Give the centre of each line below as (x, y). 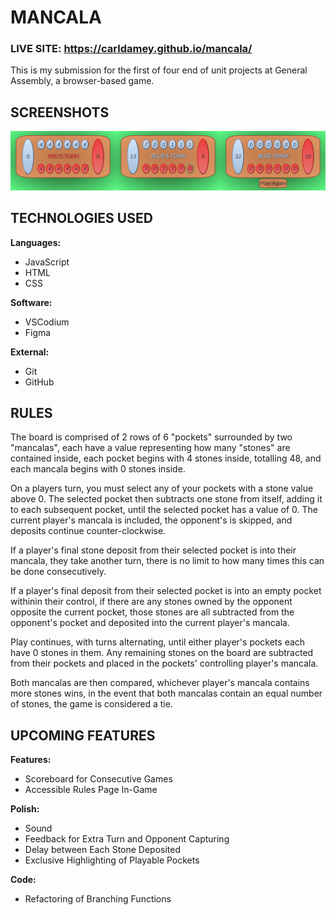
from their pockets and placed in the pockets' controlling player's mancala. (164, 663)
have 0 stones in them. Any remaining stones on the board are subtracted (162, 653)
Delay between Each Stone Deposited (103, 850)
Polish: (25, 809)
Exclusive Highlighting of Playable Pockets (112, 860)
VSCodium (47, 322)
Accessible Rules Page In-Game (91, 790)
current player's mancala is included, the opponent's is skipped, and (151, 520)
